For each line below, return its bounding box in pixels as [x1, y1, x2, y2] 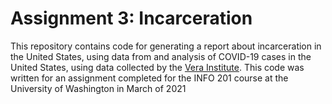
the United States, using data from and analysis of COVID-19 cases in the [10, 50, 312, 62]
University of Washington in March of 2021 [10, 82, 187, 94]
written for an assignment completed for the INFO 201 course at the [10, 72, 289, 84]
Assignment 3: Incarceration [10, 7, 253, 30]
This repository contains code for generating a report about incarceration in [10, 40, 322, 52]
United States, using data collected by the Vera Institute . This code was [10, 61, 305, 73]
